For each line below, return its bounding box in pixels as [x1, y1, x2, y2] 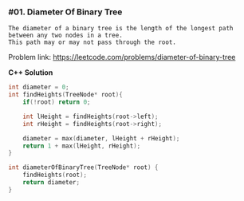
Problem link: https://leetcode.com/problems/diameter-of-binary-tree [8, 53, 236, 62]
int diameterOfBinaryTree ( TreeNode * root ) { [8, 164, 159, 171]
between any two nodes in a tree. [8, 31, 124, 40]
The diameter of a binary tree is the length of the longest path [8, 25, 234, 33]
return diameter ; [22, 179, 81, 187]
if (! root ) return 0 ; [22, 98, 91, 106]
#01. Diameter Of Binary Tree [8, 6, 123, 18]
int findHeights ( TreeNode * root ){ [8, 91, 124, 99]
